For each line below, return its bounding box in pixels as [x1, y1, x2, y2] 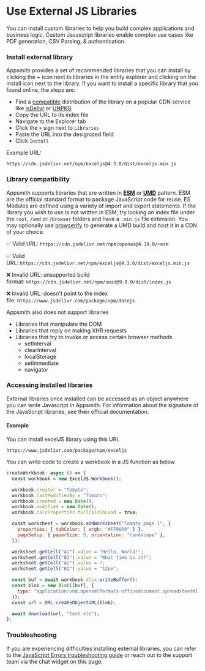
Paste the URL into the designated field [15, 130, 114, 138]
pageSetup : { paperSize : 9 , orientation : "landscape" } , [17, 531, 166, 538]
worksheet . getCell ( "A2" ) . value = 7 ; [12, 560, 105, 566]
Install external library [6, 53, 73, 61]
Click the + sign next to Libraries [15, 124, 99, 132]
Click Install [15, 137, 49, 144]
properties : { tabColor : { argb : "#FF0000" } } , [17, 527, 144, 533]
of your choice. [6, 228, 45, 235]
